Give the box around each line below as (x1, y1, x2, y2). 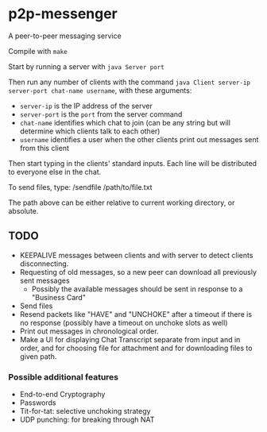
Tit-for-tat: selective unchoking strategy (19, 407, 151, 416)
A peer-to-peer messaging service (8, 31, 122, 40)
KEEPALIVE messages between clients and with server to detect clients (19, 250, 253, 260)
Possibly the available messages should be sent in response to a (31, 283, 243, 294)
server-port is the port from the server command (19, 109, 183, 119)
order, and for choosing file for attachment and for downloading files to (19, 343, 253, 353)
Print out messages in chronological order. (19, 326, 159, 336)
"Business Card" (31, 292, 86, 302)
